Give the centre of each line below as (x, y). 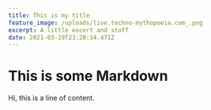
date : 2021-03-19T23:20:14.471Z (61, 37)
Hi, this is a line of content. (51, 98)
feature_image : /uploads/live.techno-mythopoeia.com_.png (105, 23)
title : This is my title (49, 15)
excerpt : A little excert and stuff (68, 30)
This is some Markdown (88, 76)
